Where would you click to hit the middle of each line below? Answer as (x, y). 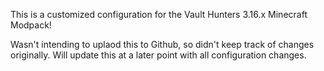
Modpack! (31, 25)
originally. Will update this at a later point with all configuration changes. (158, 55)
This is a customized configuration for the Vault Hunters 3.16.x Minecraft (159, 14)
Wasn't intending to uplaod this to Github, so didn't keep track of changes (162, 44)
